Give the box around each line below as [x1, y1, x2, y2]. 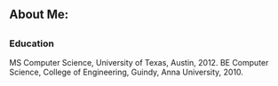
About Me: [9, 7, 69, 22]
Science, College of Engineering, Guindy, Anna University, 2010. [9, 66, 244, 78]
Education [9, 37, 55, 50]
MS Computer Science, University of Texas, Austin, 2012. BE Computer [9, 58, 269, 68]
